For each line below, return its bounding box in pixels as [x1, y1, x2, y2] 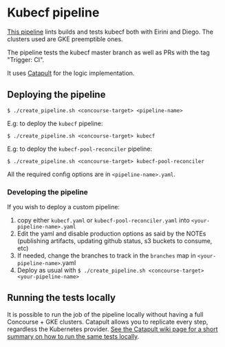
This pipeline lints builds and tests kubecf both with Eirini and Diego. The [7, 28, 213, 36]
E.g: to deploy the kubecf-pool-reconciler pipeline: [7, 145, 153, 153]
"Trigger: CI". [7, 55, 45, 63]
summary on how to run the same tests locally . [7, 332, 140, 340]
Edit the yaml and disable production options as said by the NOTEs [17, 229, 206, 238]
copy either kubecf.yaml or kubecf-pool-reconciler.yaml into [17, 216, 191, 224]
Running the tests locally [7, 292, 116, 304]
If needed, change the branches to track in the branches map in [17, 251, 196, 260]
